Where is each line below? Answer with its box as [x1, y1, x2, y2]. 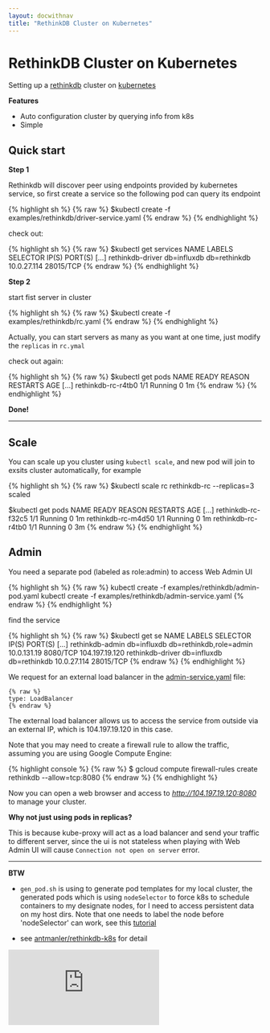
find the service [8, 615, 60, 624]
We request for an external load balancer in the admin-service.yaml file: [8, 672, 247, 681]
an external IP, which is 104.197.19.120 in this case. [8, 724, 174, 734]
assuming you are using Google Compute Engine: [8, 748, 173, 758]
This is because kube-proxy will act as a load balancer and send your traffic [8, 828, 260, 838]
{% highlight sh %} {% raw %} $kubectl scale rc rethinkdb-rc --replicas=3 [8, 481, 255, 491]
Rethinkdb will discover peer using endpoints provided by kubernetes [8, 180, 239, 190]
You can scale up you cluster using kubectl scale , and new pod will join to [8, 457, 256, 467]
